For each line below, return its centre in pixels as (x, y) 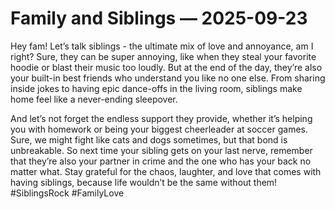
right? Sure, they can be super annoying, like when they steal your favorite (163, 56)
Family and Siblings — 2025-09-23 (159, 18)
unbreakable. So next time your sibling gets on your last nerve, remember (161, 150)
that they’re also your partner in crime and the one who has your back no (161, 161)
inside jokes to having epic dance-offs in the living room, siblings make (156, 88)
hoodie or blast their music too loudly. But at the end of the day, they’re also (166, 67)
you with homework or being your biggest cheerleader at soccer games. (159, 129)
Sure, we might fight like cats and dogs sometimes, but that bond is (149, 139)
